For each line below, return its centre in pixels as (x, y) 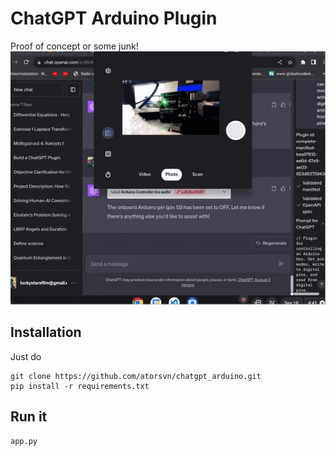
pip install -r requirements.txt (80, 386)
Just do (26, 356)
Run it (29, 417)
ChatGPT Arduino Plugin (114, 18)
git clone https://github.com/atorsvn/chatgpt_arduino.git (136, 376)
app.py (24, 442)
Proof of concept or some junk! (74, 46)
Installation (46, 332)
